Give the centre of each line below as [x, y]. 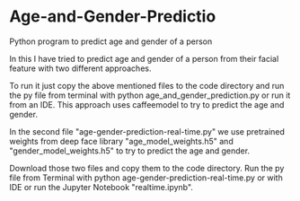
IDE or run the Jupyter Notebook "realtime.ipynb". [101, 187]
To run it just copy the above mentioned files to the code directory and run [147, 85]
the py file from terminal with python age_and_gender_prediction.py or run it [150, 95]
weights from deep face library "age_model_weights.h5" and [121, 141]
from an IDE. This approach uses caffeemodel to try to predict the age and [147, 104]
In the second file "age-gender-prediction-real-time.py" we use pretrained [147, 131]
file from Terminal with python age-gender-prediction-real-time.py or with [146, 178]
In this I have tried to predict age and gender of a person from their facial [144, 58]
